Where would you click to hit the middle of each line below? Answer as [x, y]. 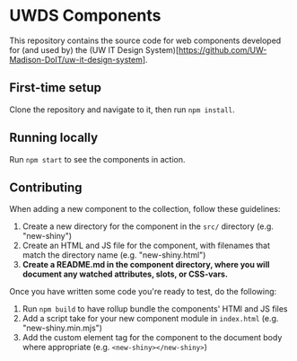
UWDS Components [85, 16]
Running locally [54, 138]
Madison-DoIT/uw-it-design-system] [78, 59]
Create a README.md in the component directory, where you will [146, 265]
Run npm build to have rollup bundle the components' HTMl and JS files [155, 309]
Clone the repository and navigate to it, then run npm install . [122, 110]
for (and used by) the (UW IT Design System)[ [94, 49]
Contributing [46, 187]
